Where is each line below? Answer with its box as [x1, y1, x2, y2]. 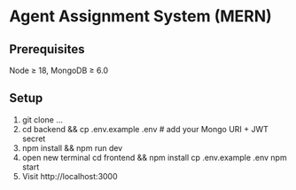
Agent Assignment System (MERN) [9, 6, 272, 27]
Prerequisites [9, 42, 85, 57]
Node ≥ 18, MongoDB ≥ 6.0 [9, 65, 109, 75]
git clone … [21, 114, 64, 125]
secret [21, 133, 46, 144]
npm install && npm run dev [21, 142, 123, 153]
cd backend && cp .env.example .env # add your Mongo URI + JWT [21, 123, 269, 134]
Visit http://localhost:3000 [21, 170, 118, 181]
